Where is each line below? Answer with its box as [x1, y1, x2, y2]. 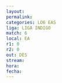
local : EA [6, 36, 30, 41]
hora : [6, 63, 19, 69]
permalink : [6, 14, 33, 20]
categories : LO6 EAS [6, 19, 57, 25]
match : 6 [6, 30, 27, 36]
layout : [6, 8, 25, 15]
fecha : [6, 68, 22, 74]
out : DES [6, 52, 27, 58]
